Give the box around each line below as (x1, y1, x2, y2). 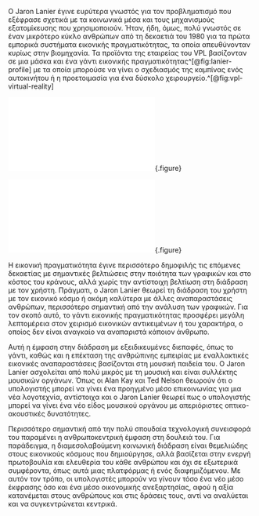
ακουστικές (8, 409, 45, 418)
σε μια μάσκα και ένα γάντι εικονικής (8, 56, 130, 66)
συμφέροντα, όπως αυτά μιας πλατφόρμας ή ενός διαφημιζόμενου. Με (8, 466, 241, 475)
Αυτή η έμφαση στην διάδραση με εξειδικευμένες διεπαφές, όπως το (8, 343, 234, 351)
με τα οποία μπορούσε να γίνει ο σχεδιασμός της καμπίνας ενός (33, 65, 243, 74)
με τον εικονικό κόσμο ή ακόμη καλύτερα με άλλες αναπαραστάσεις (8, 294, 233, 303)
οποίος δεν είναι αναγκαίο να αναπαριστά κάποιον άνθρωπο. (8, 327, 210, 336)
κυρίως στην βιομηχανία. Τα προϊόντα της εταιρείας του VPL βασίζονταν (8, 49, 247, 57)
